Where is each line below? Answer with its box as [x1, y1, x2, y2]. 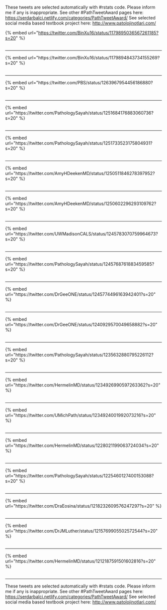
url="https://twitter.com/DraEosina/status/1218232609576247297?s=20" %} [5, 503, 162, 509]
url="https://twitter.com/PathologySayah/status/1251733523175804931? [5, 140, 153, 146]
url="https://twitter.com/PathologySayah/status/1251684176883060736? [5, 110, 154, 116]
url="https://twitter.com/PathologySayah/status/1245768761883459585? [5, 261, 155, 267]
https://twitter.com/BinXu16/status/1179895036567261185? [38, 30, 159, 35]
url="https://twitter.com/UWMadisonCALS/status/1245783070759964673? [5, 231, 158, 236]
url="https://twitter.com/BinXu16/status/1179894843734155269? [28, 55, 160, 60]
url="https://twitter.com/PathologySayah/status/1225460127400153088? [5, 473, 154, 478]
